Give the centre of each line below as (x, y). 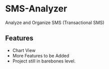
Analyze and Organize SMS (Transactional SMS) (55, 22)
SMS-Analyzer (36, 9)
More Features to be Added (41, 55)
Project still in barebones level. (44, 61)
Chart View (24, 50)
